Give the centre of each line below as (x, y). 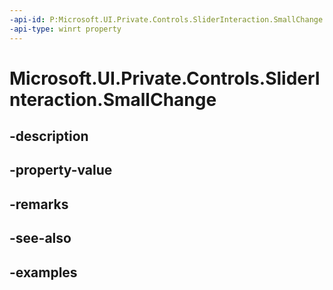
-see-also (40, 238)
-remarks (39, 204)
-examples (43, 272)
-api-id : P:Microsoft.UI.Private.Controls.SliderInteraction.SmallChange (166, 19)
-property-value (61, 170)
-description (49, 136)
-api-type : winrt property (65, 29)
